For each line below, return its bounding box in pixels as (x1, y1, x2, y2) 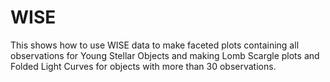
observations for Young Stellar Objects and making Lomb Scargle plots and (10, 49, 320, 61)
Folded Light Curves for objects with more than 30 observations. (10, 60, 277, 72)
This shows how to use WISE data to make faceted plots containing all (10, 39, 300, 51)
